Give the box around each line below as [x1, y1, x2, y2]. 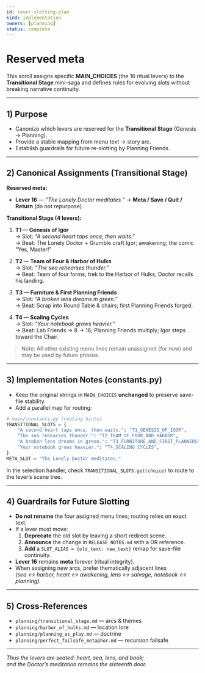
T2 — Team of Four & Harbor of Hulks [15, 257, 112, 264]
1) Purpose [6, 109, 48, 119]
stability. [24, 398, 46, 405]
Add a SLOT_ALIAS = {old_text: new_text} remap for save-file [24, 545, 181, 553]
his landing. [15, 277, 45, 284]
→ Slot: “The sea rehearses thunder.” [15, 264, 109, 271]
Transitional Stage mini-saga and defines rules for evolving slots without [6, 79, 190, 86]
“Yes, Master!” [15, 246, 52, 253]
